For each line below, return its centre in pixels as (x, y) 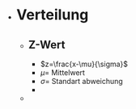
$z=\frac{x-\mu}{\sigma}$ (84, 64)
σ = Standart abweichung (81, 81)
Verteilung (52, 15)
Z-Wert (47, 45)
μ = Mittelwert (62, 73)
